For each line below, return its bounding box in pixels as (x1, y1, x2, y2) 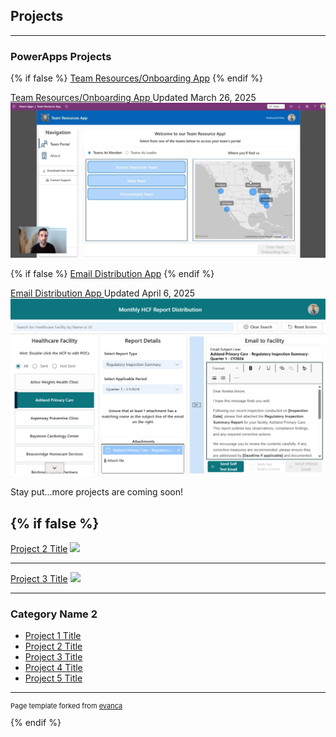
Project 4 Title (24, 662, 83, 674)
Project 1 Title (24, 630, 82, 642)
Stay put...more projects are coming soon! (10, 486, 184, 498)
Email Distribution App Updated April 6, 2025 (10, 287, 195, 299)
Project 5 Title (24, 672, 83, 684)
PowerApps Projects (10, 49, 112, 63)
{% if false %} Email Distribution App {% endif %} (10, 268, 215, 280)
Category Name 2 (10, 607, 98, 621)
